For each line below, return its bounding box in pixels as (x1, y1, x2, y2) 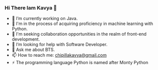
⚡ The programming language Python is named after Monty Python (11, 60, 149, 66)
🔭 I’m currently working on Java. (11, 16, 78, 22)
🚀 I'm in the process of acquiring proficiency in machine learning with (11, 21, 154, 26)
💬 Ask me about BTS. (11, 47, 55, 53)
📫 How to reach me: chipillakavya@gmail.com (11, 52, 107, 58)
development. (11, 36, 40, 42)
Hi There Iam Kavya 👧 (4, 4, 57, 11)
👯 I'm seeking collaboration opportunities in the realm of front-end (11, 31, 147, 37)
